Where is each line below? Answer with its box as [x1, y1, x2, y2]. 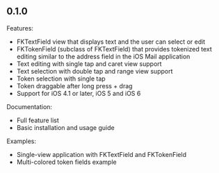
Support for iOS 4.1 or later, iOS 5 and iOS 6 [16, 89, 141, 97]
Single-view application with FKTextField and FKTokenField [16, 150, 187, 158]
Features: [6, 24, 34, 32]
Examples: [6, 137, 36, 145]
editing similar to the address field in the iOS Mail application [16, 52, 190, 60]
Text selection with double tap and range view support [16, 67, 173, 75]
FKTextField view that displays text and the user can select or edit [16, 38, 206, 46]
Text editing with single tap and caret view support [16, 59, 162, 68]
